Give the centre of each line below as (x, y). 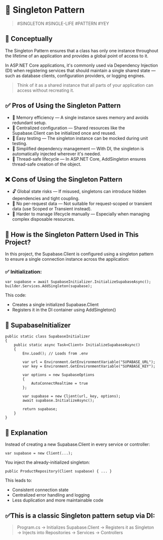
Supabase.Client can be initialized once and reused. (64, 133)
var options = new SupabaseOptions (59, 375)
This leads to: (19, 480)
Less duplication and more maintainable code (58, 500)
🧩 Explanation (26, 432)
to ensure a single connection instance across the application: (67, 259)
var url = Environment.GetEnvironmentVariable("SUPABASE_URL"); (89, 362)
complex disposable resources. (44, 219)
